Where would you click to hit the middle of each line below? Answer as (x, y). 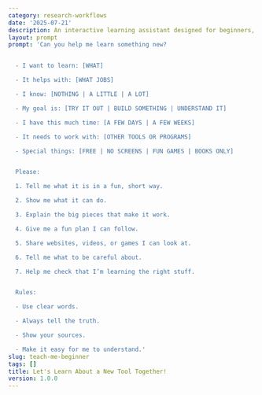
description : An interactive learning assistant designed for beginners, (132, 30)
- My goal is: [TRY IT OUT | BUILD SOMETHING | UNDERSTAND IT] (121, 108)
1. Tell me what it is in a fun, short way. (89, 186)
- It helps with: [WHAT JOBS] (65, 80)
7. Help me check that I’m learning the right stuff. (105, 271)
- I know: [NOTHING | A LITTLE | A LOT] (82, 94)
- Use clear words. (47, 307)
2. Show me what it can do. (61, 201)
